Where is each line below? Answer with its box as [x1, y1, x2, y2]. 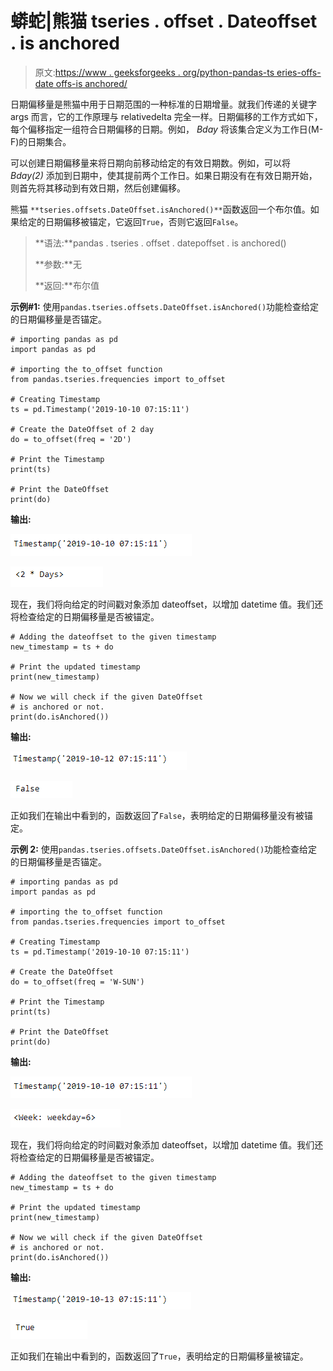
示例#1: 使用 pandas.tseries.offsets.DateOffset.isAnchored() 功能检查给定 [10, 300, 320, 312]
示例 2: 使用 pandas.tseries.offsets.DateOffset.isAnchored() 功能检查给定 [10, 843, 318, 855]
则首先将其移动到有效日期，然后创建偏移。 [10, 182, 186, 194]
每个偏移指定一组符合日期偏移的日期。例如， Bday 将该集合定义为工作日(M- [10, 123, 324, 135]
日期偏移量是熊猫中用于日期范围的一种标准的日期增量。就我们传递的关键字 [10, 98, 317, 110]
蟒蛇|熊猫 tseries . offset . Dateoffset [10, 10, 318, 33]
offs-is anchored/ [55, 77, 128, 89]
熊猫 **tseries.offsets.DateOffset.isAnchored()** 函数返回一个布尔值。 [10, 203, 311, 215]
